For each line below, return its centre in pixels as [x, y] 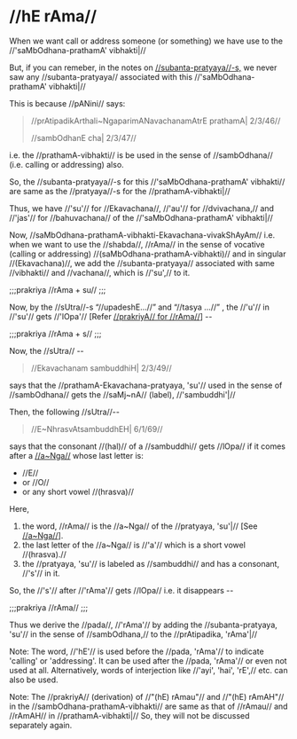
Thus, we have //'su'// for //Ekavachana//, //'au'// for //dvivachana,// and [142, 208]
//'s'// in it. [41, 573]
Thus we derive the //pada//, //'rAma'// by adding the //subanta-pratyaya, [143, 625]
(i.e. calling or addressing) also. [66, 164]
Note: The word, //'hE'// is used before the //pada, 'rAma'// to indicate [137, 651]
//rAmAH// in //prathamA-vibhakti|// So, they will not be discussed [129, 715]
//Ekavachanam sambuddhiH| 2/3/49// [102, 368]
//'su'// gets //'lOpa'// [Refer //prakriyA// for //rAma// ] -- [111, 316]
